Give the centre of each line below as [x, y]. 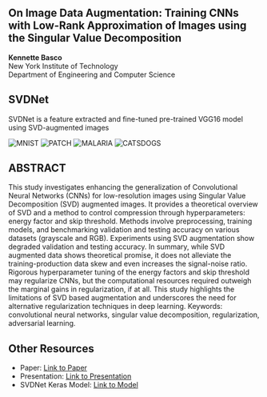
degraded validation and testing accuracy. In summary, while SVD [117, 247]
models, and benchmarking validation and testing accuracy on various [124, 230]
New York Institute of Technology [63, 66]
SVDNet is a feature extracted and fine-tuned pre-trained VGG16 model [126, 118]
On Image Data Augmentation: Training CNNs [124, 13]
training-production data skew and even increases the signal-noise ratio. [128, 264]
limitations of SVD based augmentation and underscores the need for [123, 298]
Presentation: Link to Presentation [76, 376]
